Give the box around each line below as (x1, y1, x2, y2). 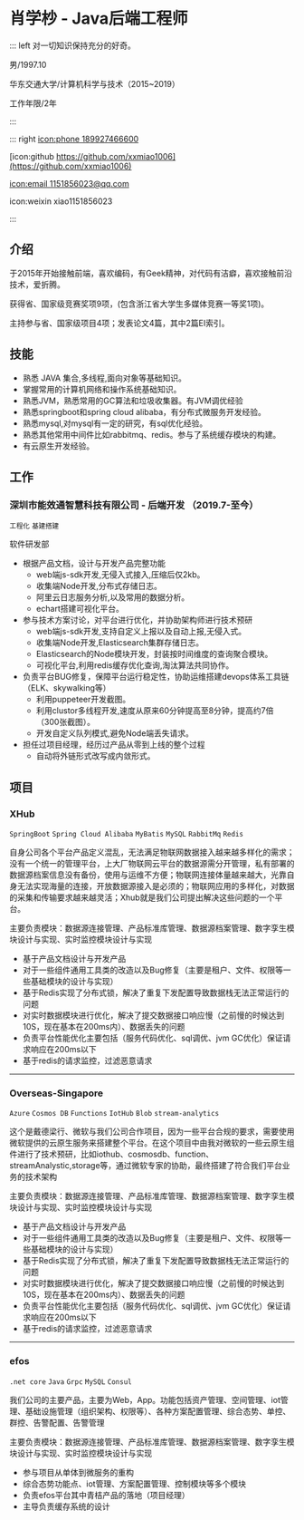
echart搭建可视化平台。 (35, 604, 124, 615)
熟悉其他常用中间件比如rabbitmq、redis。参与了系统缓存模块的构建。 (22, 429, 281, 440)
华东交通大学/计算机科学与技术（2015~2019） (9, 78, 180, 89)
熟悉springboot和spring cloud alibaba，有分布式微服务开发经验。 (22, 406, 267, 417)
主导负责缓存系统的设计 (22, 1501, 110, 1512)
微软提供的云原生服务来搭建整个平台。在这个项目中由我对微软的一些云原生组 (9, 1138, 295, 1148)
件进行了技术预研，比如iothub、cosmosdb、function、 (9, 1148, 214, 1160)
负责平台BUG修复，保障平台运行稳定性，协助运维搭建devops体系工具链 (22, 672, 290, 683)
